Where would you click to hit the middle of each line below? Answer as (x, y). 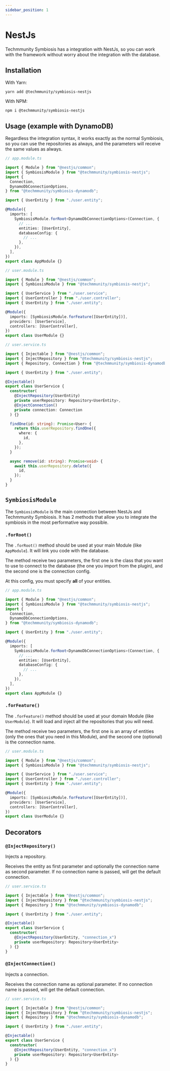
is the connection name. (30, 742)
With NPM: (16, 101)
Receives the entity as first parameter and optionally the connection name (82, 866)
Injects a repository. (26, 856)
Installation (23, 70)
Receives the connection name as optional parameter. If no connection (79, 984)
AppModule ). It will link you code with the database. (57, 551)
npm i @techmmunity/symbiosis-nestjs (45, 111)
